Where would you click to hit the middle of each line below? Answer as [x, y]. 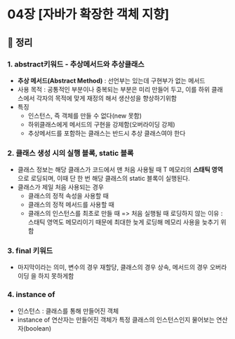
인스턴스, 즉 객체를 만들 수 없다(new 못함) [85, 116]
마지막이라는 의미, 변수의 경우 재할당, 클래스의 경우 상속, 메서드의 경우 [113, 268]
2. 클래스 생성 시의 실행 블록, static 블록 [70, 153]
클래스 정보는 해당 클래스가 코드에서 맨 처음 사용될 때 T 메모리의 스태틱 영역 [120, 169]
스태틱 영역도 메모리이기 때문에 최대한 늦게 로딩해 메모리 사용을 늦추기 [123, 222]
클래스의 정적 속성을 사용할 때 [68, 196]
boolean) [39, 328]
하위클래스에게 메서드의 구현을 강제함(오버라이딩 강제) [101, 124]
